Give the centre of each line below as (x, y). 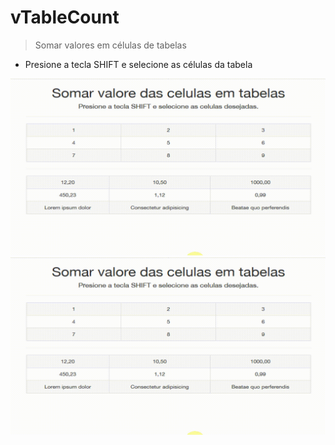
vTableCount (65, 17)
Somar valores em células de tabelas (110, 45)
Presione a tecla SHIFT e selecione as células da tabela (138, 64)
